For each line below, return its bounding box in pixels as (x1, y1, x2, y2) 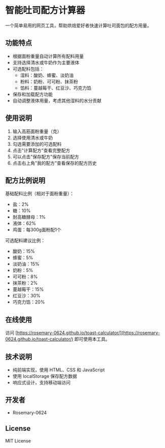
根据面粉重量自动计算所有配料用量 (12, 53, 84, 59)
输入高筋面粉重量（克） (12, 128, 62, 134)
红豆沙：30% (12, 293, 41, 299)
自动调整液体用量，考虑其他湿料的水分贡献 (12, 97, 102, 104)
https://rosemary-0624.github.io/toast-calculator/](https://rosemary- (17, 330, 160, 336)
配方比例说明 (5, 176, 46, 185)
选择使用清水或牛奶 (12, 134, 53, 141)
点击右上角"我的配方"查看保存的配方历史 (12, 160, 97, 166)
